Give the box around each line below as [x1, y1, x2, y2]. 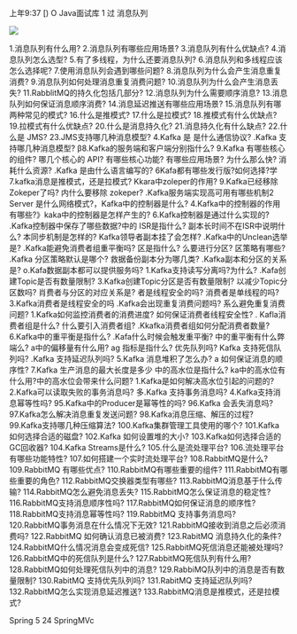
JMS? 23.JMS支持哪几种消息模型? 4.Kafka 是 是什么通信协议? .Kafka [26, 132, 277, 142]
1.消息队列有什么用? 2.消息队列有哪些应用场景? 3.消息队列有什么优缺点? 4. [9, 43, 278, 53]
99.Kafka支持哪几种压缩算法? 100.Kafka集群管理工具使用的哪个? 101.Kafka [9, 420, 280, 430]
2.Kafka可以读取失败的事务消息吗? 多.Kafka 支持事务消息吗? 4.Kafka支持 [9, 387, 274, 397]
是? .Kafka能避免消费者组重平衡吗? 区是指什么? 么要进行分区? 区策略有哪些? [9, 243, 286, 253]
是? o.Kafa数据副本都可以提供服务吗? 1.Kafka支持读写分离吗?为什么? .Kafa [9, 265, 278, 275]
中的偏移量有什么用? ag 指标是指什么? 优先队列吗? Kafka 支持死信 [34, 342, 274, 353]
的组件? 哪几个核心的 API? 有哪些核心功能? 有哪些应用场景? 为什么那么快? [9, 154, 277, 164]
